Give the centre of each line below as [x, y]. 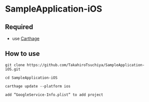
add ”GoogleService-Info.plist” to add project [54, 95]
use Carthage [26, 38]
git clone [15, 65]
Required [19, 27]
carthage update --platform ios [38, 86]
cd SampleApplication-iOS [31, 78]
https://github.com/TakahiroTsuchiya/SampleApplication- [86, 65]
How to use [22, 54]
